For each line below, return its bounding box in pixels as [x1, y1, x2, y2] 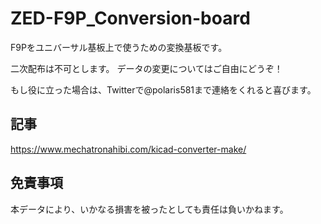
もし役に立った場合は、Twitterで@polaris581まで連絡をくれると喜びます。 [10, 83, 317, 96]
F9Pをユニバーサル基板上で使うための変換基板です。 [10, 41, 228, 53]
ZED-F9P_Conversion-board [10, 7, 251, 30]
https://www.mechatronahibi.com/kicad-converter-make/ [10, 143, 247, 155]
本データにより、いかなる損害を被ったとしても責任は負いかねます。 [10, 203, 289, 215]
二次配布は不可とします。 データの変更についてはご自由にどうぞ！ [10, 62, 283, 74]
